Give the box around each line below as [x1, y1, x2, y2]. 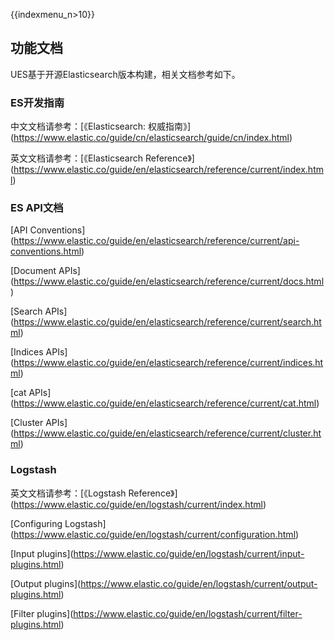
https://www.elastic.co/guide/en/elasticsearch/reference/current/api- [13, 235, 300, 247]
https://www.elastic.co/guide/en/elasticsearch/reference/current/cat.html [13, 397, 317, 409]
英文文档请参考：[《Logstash [10, 487, 127, 499]
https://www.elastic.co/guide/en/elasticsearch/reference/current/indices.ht [13, 357, 324, 369]
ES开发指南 [10, 95, 65, 109]
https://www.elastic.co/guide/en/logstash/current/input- [73, 547, 305, 559]
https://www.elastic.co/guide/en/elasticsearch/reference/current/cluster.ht [13, 427, 322, 439]
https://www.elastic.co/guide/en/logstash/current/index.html [13, 498, 263, 510]
